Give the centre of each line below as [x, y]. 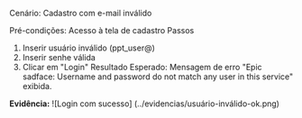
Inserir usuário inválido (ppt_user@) [89, 48]
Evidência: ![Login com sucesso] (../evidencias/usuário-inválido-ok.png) [144, 104]
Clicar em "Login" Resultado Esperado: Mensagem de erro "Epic [142, 67]
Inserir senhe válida [59, 57]
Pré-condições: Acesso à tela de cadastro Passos [102, 30]
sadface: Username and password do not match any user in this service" [158, 77]
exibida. [37, 86]
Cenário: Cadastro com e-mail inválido [81, 13]
